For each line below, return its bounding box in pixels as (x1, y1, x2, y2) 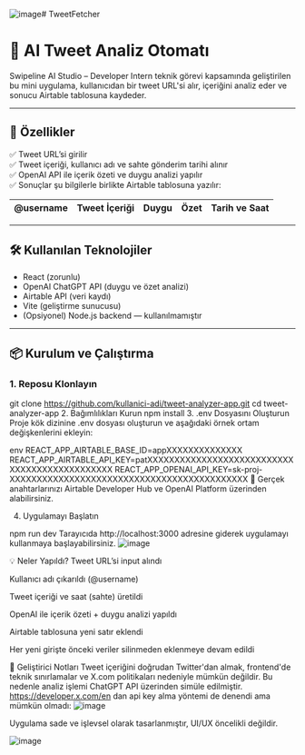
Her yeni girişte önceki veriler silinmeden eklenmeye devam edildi (9, 644, 255, 655)
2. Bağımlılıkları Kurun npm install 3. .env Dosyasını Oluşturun (61, 408, 290, 419)
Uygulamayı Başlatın (22, 511, 99, 522)
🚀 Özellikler (9, 124, 75, 140)
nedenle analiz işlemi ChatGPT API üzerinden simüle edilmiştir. (9, 681, 243, 692)
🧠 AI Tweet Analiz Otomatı (9, 41, 210, 61)
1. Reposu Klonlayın (9, 377, 98, 390)
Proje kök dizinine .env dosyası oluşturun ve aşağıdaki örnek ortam (9, 418, 261, 429)
